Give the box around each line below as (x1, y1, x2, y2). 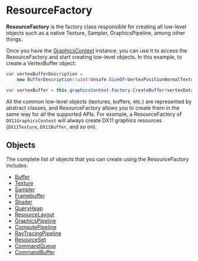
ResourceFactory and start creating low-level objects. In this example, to (6, 53, 182, 60)
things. (6, 35, 23, 43)
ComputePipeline (14, 224, 57, 231)
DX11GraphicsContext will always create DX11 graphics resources (6, 116, 162, 124)
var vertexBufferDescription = (6, 71, 83, 77)
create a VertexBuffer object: (6, 60, 77, 67)
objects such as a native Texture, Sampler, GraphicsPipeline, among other (6, 29, 186, 36)
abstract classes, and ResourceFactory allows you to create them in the (6, 104, 180, 111)
